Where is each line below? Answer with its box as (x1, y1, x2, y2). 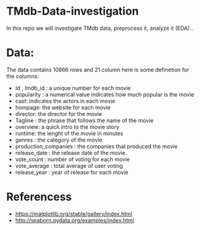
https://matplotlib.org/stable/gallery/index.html (15, 210, 132, 217)
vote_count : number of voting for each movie (15, 156, 130, 163)
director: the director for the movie (15, 110, 102, 117)
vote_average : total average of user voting (15, 162, 123, 169)
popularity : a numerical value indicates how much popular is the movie (15, 90, 195, 98)
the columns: (6, 72, 39, 80)
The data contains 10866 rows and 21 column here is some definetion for (6, 66, 190, 73)
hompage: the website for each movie (15, 104, 111, 111)
